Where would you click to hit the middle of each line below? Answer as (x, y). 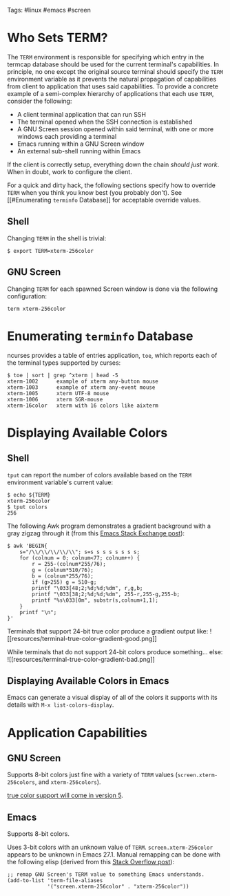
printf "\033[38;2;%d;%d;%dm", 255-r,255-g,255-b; (106, 594)
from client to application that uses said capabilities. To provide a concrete (113, 86)
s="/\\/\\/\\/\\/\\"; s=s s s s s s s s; (80, 552)
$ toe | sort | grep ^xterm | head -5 (63, 375)
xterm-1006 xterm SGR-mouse (55, 399)
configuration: (27, 296)
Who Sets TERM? (57, 38)
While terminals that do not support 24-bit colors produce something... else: (115, 651)
